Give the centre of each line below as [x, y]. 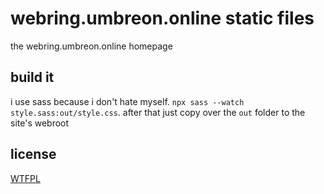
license [33, 154]
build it [32, 77]
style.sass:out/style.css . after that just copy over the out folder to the [158, 112]
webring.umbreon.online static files [162, 18]
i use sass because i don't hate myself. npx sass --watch [127, 101]
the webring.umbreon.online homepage [91, 46]
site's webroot [40, 123]
